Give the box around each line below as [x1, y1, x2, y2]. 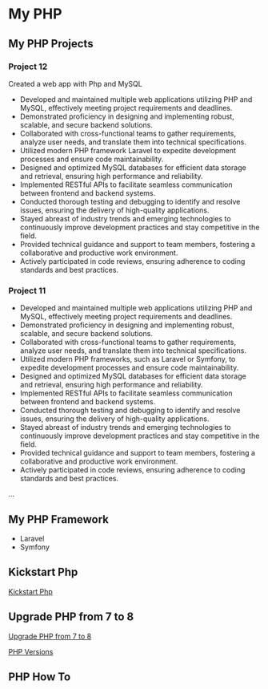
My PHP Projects [8, 37, 94, 51]
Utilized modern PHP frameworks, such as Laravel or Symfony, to [19, 355, 236, 364]
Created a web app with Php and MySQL [8, 79, 142, 88]
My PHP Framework [8, 513, 110, 526]
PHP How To [8, 671, 71, 683]
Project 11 [8, 285, 46, 296]
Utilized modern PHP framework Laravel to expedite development [19, 145, 236, 155]
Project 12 [8, 61, 48, 72]
